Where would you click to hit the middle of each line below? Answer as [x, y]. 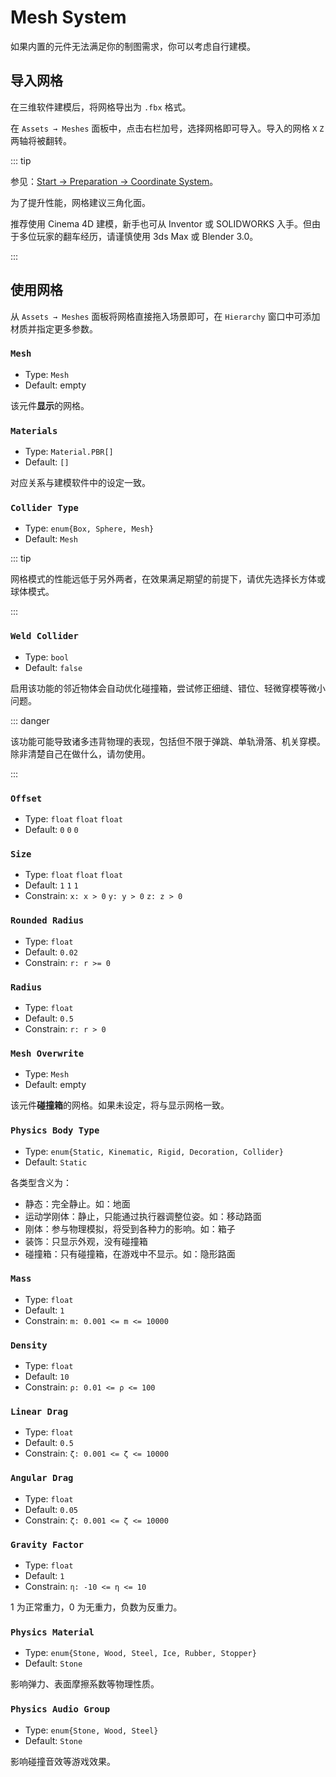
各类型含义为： [41, 1182]
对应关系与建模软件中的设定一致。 [80, 483]
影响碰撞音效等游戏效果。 [63, 1761]
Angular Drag [42, 1478]
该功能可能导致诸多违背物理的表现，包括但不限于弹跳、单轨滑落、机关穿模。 [168, 741]
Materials [34, 430]
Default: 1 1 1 [51, 885]
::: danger [30, 720]
